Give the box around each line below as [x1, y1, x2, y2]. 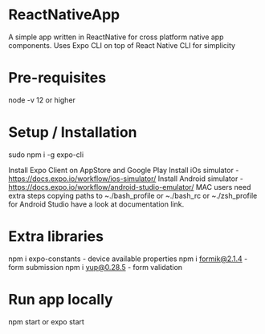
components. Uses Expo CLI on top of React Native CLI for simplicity [8, 40, 235, 50]
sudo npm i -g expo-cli [8, 150, 84, 159]
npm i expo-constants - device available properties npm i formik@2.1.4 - [8, 254, 248, 264]
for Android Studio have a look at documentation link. [8, 199, 185, 209]
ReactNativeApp [8, 6, 120, 24]
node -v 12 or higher [8, 95, 76, 105]
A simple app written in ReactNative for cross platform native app [8, 32, 224, 42]
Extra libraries [8, 227, 104, 245]
